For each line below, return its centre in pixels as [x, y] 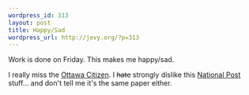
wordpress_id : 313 [38, 15]
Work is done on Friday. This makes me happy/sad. [91, 60]
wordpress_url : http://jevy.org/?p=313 [74, 37]
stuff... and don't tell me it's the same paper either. [90, 83]
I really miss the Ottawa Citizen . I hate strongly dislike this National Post [124, 75]
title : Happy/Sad [37, 30]
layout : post [30, 23]
